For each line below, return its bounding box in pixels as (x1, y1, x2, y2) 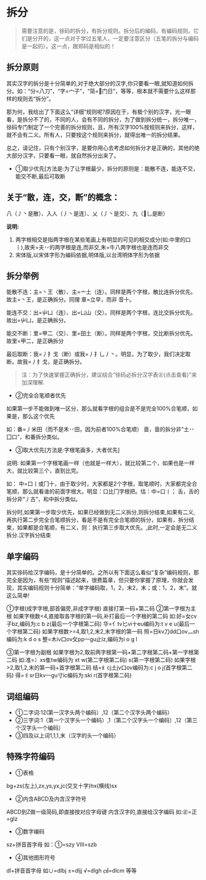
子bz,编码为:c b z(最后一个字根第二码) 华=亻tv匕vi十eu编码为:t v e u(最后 (6, 620, 190, 628)
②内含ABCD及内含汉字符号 (15, 795, 87, 802)
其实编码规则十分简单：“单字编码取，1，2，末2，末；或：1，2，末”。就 (17, 584, 197, 591)
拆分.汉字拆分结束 (6, 532, 51, 539)
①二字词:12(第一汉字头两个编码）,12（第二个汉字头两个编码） (15, 709, 173, 716)
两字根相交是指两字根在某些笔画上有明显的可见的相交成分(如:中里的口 (15, 236, 191, 243)
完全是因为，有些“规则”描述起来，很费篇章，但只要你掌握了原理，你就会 (6, 577, 189, 584)
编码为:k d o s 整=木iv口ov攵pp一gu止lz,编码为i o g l (6, 636, 138, 643)
